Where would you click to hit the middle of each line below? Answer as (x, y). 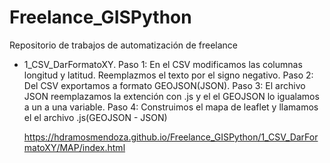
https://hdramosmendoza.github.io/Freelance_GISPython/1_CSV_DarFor (171, 137)
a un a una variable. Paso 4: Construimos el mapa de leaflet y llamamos (171, 107)
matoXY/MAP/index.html (74, 147)
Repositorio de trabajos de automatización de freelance (123, 45)
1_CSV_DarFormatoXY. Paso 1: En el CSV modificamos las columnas (163, 64)
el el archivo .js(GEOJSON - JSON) (95, 117)
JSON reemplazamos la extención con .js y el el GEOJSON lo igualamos (171, 96)
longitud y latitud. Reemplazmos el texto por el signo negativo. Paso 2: (168, 75)
